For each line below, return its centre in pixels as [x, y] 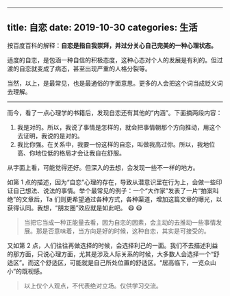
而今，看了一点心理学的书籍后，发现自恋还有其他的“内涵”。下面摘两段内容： [115, 112]
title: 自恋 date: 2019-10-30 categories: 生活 [102, 28]
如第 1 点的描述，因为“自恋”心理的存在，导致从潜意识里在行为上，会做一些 [112, 182]
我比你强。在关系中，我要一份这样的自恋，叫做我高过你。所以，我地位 [116, 144]
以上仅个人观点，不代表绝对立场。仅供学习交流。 [93, 286]
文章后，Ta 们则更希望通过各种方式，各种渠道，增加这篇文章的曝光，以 [122, 199]
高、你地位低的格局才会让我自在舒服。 [71, 153]
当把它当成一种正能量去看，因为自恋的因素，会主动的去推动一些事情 [120, 222]
